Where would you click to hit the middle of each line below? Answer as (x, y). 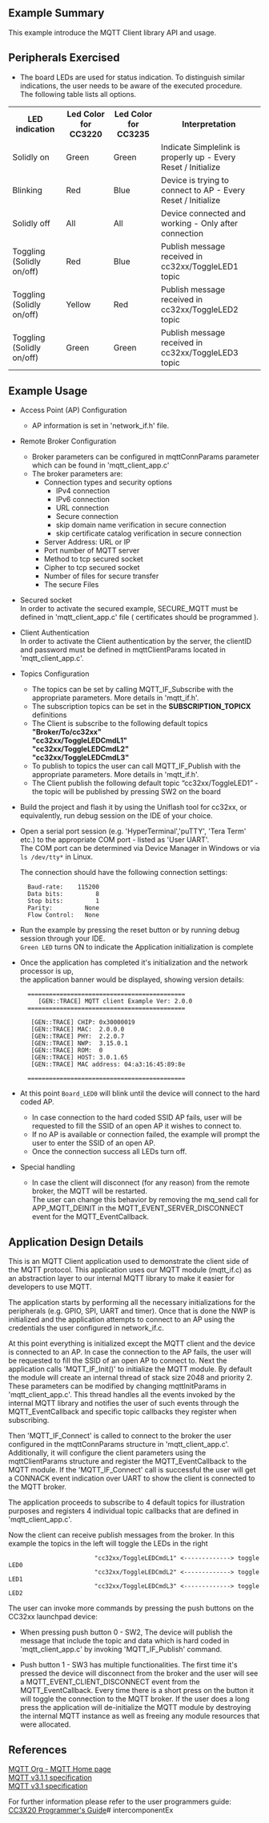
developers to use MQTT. (50, 1287)
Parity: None (64, 908)
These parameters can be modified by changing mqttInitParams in (117, 1386)
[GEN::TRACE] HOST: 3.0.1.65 (79, 1058)
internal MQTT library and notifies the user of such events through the (124, 1404)
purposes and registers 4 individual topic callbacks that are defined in (123, 1511)
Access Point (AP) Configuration (73, 410)
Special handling (47, 1167)
